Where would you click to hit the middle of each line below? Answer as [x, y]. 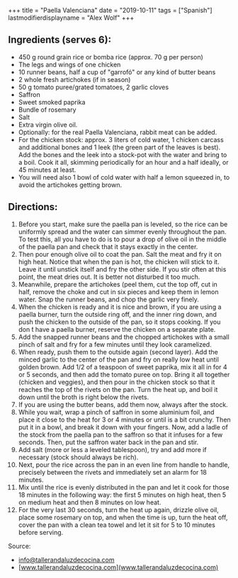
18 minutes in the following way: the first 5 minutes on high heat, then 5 [122, 495]
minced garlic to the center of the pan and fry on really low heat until [118, 359]
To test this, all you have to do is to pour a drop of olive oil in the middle [122, 239]
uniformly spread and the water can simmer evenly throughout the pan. [122, 231]
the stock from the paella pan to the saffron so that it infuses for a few [120, 434]
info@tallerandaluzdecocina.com [66, 560]
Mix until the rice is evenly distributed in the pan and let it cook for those [124, 487]
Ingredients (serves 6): [60, 40]
